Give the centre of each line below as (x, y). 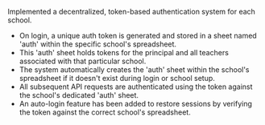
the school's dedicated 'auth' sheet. (79, 95)
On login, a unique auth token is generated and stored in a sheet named (138, 36)
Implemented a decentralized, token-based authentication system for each (131, 12)
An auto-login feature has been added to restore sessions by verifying (136, 104)
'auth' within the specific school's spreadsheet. (98, 44)
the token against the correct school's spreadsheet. (105, 112)
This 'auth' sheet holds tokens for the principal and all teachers (124, 52)
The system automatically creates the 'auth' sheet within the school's (135, 70)
